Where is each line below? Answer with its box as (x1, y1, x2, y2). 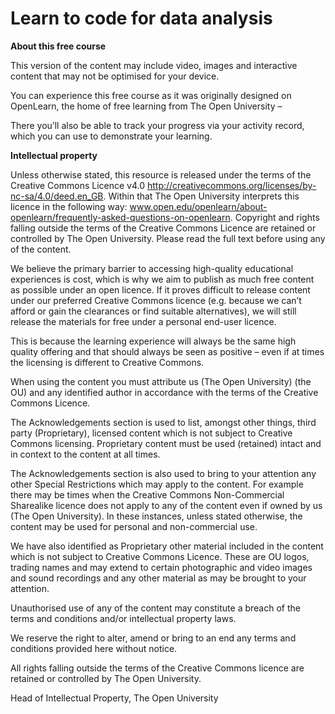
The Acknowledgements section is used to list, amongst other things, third (10, 416, 317, 428)
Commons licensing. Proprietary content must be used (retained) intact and (10, 437, 322, 449)
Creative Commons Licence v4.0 (10, 179, 146, 191)
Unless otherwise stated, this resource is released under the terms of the (10, 168, 312, 181)
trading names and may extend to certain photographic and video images (10, 561, 313, 573)
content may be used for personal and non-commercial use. (10, 520, 258, 532)
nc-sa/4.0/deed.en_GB (10, 190, 104, 202)
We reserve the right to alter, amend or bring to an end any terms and (10, 632, 297, 644)
